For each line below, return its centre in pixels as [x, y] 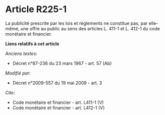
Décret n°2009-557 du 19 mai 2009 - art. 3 [57, 83]
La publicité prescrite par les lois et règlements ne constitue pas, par [76, 23]
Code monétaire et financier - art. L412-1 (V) [59, 107]
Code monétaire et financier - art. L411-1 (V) [58, 102]
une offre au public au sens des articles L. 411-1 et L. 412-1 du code [90, 28]
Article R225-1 [36, 9]
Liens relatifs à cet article [32, 43]
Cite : [10, 92]
